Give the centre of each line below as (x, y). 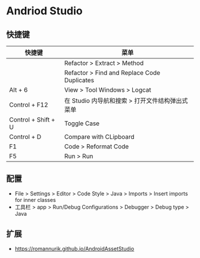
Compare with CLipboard (100, 137)
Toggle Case (82, 123)
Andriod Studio (44, 11)
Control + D (25, 137)
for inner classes (35, 200)
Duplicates (79, 80)
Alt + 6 (18, 90)
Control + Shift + (32, 119)
